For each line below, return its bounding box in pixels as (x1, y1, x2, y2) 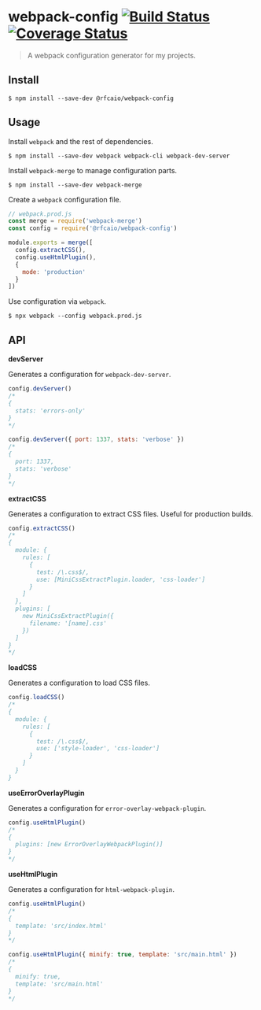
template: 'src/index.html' (15, 922, 108, 930)
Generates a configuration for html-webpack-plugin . (8, 885, 175, 893)
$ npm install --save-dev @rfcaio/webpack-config (8, 94, 175, 102)
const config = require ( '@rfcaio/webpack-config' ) (8, 224, 178, 232)
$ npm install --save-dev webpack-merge (8, 181, 143, 189)
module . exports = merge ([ (8, 239, 93, 247)
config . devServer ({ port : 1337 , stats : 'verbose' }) (8, 435, 185, 444)
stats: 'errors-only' (15, 406, 86, 415)
